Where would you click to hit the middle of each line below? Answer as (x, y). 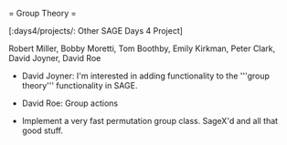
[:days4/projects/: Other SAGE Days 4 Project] (96, 31)
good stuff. (42, 130)
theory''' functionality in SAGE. (80, 85)
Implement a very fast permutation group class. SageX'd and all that (150, 121)
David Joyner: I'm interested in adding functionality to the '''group (146, 76)
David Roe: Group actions (70, 103)
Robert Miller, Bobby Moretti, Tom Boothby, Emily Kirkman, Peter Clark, (142, 48)
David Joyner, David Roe (55, 58)
